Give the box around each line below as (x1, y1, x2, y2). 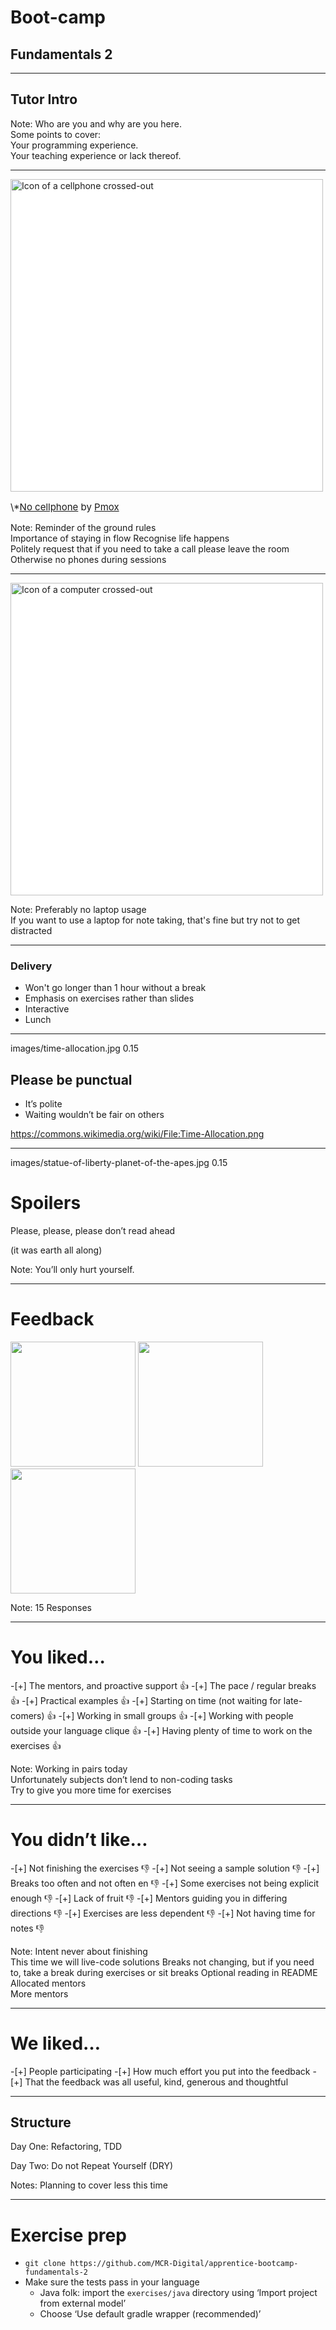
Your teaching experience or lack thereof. (10, 149, 182, 161)
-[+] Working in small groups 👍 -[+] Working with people (58, 1709, 294, 1721)
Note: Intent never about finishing (10, 1945, 148, 1957)
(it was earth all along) (10, 1244, 103, 1256)
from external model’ (39, 2297, 127, 2310)
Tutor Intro (10, 91, 78, 108)
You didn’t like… (10, 1828, 148, 1851)
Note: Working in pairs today (10, 1762, 128, 1775)
